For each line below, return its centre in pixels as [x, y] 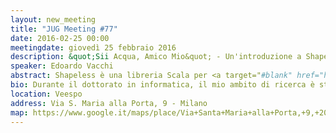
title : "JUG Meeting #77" [64, 29]
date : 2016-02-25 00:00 [60, 38]
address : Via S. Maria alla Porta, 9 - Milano [109, 103]
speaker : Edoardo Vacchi [62, 66]
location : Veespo [46, 94]
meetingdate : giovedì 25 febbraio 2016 [93, 47]
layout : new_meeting [53, 19]
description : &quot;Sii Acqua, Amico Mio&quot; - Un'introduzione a [156, 57]
